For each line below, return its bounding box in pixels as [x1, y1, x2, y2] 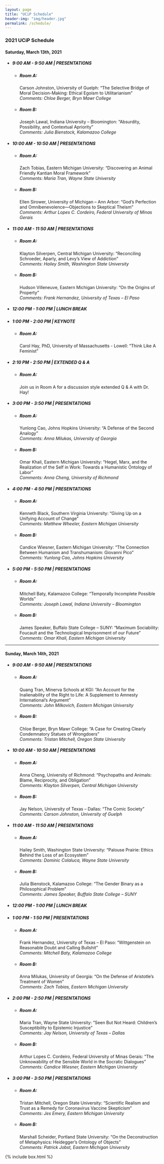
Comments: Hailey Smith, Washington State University [19, 261, 129, 267]
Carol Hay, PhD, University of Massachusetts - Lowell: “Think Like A [19, 343, 156, 349]
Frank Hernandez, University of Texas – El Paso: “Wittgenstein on [19, 940, 151, 945]
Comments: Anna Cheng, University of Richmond [19, 475, 119, 481]
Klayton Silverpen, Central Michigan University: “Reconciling [19, 250, 141, 256]
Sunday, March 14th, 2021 [5, 651, 59, 657]
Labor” [19, 470, 33, 475]
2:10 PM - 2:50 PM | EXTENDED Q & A [12, 359, 90, 365]
